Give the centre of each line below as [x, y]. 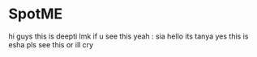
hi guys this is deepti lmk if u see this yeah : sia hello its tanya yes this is [128, 36]
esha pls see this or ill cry [51, 44]
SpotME [36, 14]
